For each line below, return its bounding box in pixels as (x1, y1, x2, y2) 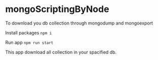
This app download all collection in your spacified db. (5, 49, 117, 55)
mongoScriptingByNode (5, 3, 109, 15)
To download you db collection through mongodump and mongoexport (5, 20, 153, 26)
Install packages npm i (5, 29, 52, 35)
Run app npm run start (5, 39, 54, 45)
